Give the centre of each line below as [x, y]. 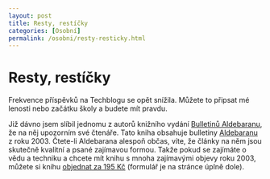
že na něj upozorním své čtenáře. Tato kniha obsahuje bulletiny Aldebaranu [133, 132]
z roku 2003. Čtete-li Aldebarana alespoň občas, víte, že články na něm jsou [135, 141]
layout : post [30, 16]
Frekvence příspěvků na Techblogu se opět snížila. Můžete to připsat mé [129, 100]
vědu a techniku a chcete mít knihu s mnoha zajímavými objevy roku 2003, [132, 158]
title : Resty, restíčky [48, 23]
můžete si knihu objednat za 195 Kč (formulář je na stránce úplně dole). [126, 167]
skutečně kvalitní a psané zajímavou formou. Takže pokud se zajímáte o [128, 150]
